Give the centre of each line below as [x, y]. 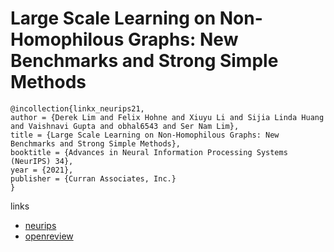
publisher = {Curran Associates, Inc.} [93, 178]
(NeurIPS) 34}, [42, 161]
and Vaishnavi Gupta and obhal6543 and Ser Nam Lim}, [125, 126]
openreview [49, 236]
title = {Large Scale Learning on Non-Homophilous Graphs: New [145, 135]
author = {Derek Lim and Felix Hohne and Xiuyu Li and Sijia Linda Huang [167, 117]
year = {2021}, [42, 170]
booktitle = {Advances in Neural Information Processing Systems [149, 152]
